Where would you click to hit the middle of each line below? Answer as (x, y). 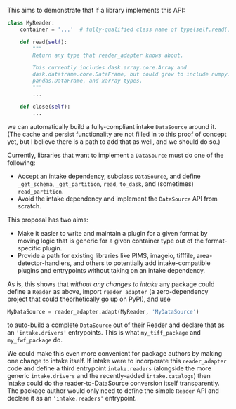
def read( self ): (44, 42)
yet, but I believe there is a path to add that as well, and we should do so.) (114, 141)
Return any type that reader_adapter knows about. (108, 55)
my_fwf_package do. (35, 340)
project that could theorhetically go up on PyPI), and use (89, 299)
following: (21, 162)
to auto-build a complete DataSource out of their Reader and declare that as (116, 325)
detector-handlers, (45, 263)
